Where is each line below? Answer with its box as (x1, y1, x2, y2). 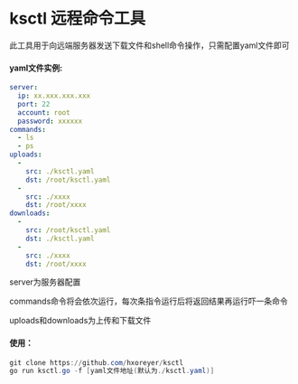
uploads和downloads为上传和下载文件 (9, 315, 152, 326)
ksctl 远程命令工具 (9, 8, 146, 29)
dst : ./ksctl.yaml (25, 234, 95, 243)
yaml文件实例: (9, 62, 63, 73)
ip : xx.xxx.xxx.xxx (17, 91, 91, 100)
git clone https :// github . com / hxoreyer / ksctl (9, 358, 183, 367)
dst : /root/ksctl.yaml (25, 175, 111, 184)
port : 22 (17, 99, 51, 108)
